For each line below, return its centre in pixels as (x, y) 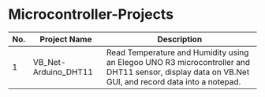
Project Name (66, 39)
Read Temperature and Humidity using (177, 52)
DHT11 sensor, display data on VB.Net (178, 72)
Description (180, 39)
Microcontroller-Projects (91, 14)
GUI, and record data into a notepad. (174, 81)
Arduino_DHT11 (63, 72)
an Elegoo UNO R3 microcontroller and (178, 62)
